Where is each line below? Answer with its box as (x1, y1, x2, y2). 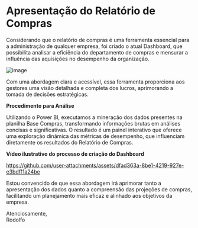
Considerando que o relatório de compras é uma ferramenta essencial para (6, 36, 190, 43)
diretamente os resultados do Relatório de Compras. (6, 139, 134, 146)
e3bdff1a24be (6, 168, 40, 175)
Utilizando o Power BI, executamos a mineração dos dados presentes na (6, 114, 183, 121)
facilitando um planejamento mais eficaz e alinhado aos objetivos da (6, 192, 173, 199)
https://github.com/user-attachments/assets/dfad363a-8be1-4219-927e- (6, 162, 184, 169)
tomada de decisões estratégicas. (6, 91, 89, 98)
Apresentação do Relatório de (6, 4, 155, 18)
